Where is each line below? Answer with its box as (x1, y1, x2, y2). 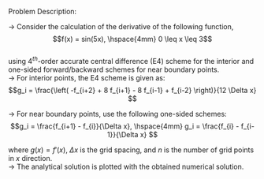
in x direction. (8, 153, 53, 162)
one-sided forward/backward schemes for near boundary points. (8, 65, 220, 74)
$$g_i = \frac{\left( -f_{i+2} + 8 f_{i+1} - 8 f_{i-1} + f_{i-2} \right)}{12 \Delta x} (8, 85, 257, 95)
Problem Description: (8, 7, 77, 16)
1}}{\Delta (106, 129, 139, 139)
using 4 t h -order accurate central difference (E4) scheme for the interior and (8, 55, 255, 65)
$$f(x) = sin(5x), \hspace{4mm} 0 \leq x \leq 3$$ (52, 35, 213, 43)
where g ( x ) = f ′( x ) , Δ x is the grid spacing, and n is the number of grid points (8, 145, 255, 155)
